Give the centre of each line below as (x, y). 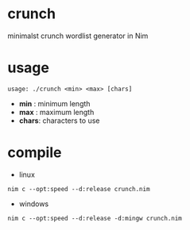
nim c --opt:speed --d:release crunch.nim (79, 189)
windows (34, 204)
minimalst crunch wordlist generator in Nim (78, 36)
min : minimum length (54, 103)
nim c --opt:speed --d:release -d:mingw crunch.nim (95, 218)
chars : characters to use (59, 121)
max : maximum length (56, 112)
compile (35, 153)
